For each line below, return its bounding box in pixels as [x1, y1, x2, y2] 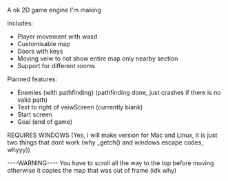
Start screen [17, 110, 53, 118]
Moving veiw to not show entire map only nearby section [17, 54, 178, 63]
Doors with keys [17, 47, 63, 55]
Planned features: [7, 75, 57, 83]
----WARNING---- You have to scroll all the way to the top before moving [7, 159, 214, 167]
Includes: [7, 19, 33, 27]
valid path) [17, 96, 48, 104]
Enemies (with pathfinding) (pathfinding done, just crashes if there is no [17, 89, 222, 96]
